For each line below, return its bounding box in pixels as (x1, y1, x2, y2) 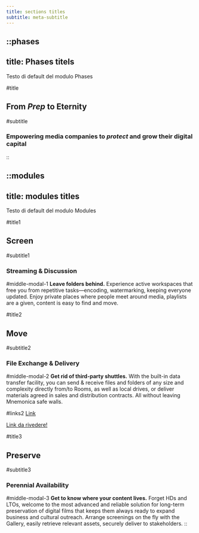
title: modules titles (6, 191, 79, 201)
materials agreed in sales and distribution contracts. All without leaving (6, 392, 180, 399)
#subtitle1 (6, 252, 30, 259)
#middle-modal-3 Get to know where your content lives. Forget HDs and (6, 495, 187, 502)
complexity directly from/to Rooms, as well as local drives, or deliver (6, 385, 174, 392)
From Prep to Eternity (6, 102, 87, 112)
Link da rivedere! (6, 421, 48, 428)
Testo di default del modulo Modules (6, 207, 97, 214)
